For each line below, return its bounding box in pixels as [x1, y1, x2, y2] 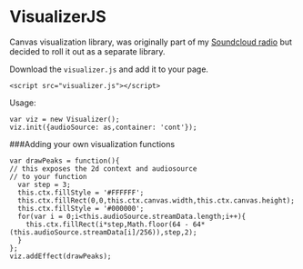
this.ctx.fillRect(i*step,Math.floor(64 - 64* [25, 220, 206, 229]
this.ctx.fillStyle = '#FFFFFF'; [17, 188, 145, 197]
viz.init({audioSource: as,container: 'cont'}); [9, 123, 197, 132]
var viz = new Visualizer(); [9, 115, 120, 124]
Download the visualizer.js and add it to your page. [9, 64, 209, 75]
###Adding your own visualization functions [9, 138, 176, 149]
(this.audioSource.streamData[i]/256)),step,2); [9, 227, 197, 237]
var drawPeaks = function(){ [9, 156, 120, 165]
